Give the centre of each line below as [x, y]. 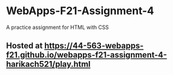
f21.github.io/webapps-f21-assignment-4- [86, 55]
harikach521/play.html [48, 64]
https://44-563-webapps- [94, 46]
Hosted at [25, 46]
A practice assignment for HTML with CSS [58, 27]
